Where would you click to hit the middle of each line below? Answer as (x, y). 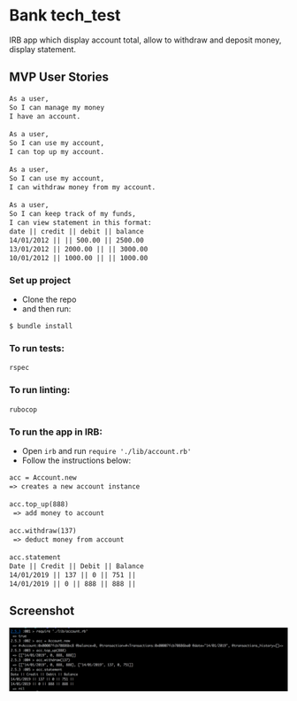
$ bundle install (41, 327)
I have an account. (45, 116)
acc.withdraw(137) (43, 531)
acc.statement (35, 557)
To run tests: (37, 348)
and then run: (46, 309)
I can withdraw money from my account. (83, 187)
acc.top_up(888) (39, 504)
